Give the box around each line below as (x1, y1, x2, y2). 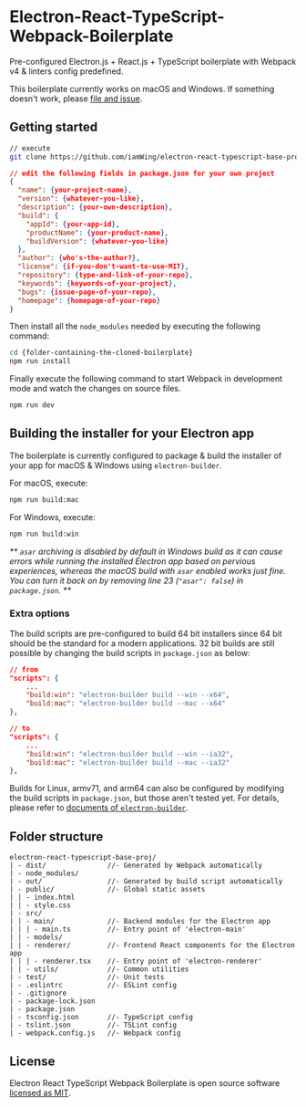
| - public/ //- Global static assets (9, 885, 206, 894)
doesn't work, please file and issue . (9, 93, 143, 104)
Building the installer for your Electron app (9, 426, 255, 442)
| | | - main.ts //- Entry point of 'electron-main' (9, 924, 247, 935)
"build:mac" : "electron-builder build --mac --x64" (25, 699, 226, 708)
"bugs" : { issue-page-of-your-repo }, (17, 287, 157, 297)
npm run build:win (9, 529, 79, 538)
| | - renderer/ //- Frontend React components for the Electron (9, 941, 296, 950)
